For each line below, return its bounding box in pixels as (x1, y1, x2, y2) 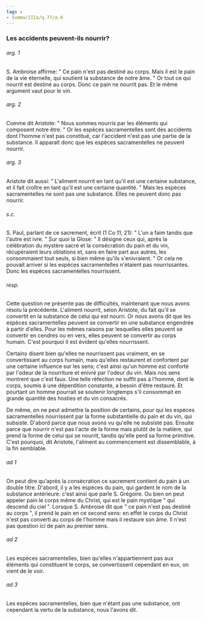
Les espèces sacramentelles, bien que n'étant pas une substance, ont (6, 600, 180, 607)
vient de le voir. (6, 567, 45, 574)
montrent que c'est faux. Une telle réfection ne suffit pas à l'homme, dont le (6, 376, 194, 383)
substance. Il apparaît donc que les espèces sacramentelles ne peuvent (6, 138, 185, 146)
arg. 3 (6, 159, 21, 166)
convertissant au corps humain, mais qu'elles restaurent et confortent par (6, 356, 189, 364)
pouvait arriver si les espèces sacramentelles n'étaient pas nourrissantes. (6, 261, 189, 269)
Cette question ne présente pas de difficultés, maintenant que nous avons (6, 300, 190, 307)
